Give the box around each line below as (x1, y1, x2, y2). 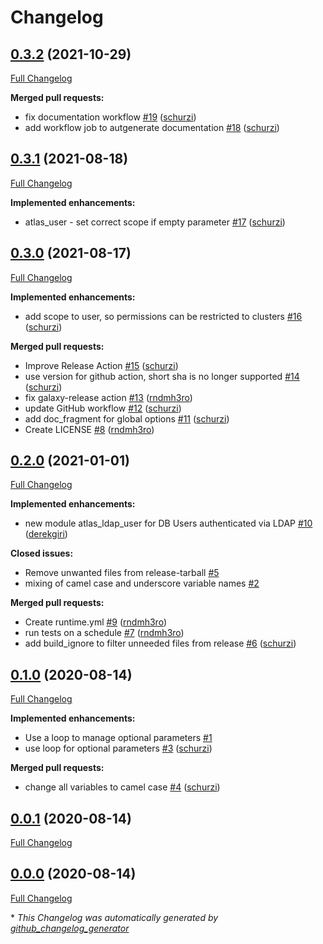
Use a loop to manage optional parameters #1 (24, 732, 213, 744)
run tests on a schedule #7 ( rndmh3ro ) (24, 627, 185, 639)
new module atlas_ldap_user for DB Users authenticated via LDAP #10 (24, 517, 313, 530)
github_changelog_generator (10, 922, 130, 934)
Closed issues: (10, 547, 74, 560)
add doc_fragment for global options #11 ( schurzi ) (24, 412, 230, 425)
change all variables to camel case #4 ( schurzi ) (24, 781, 221, 793)
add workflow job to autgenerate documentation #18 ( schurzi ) (24, 122, 280, 133)
